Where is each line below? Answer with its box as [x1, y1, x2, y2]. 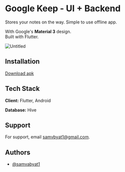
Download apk [5, 70, 34, 76]
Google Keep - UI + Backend [5, 3, 121, 14]
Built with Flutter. [5, 34, 39, 40]
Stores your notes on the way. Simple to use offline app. [5, 19, 117, 25]
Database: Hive [5, 107, 37, 113]
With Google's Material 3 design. [5, 28, 71, 34]
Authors [5, 148, 31, 156]
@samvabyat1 [12, 161, 40, 167]
